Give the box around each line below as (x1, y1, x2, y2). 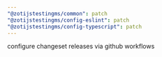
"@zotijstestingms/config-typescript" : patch (7, 23, 142, 30)
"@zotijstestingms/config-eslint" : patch (7, 17, 130, 24)
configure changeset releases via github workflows (7, 42, 155, 51)
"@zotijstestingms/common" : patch (7, 10, 108, 17)
